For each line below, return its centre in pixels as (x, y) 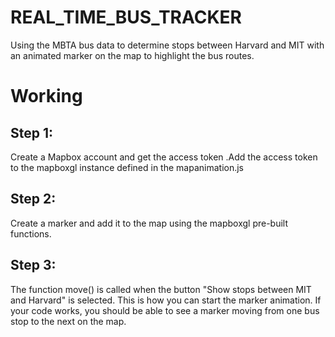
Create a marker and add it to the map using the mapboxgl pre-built (149, 223)
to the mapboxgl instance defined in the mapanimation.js (127, 167)
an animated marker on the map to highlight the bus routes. (132, 55)
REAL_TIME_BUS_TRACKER (126, 17)
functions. (31, 233)
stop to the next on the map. (68, 321)
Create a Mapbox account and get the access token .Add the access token (164, 157)
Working (46, 96)
